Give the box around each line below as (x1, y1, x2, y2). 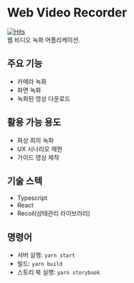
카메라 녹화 (16, 77, 47, 85)
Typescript (16, 194, 48, 202)
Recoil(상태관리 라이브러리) (16, 210, 91, 218)
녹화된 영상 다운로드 (16, 94, 70, 102)
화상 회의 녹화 (16, 136, 54, 144)
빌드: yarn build (16, 260, 63, 268)
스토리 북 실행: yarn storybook (16, 268, 100, 276)
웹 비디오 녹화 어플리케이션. (7, 36, 81, 44)
